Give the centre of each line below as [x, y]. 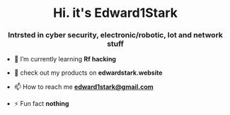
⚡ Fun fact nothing [41, 104]
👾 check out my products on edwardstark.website [88, 73]
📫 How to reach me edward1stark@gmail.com [84, 87]
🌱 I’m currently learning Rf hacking [65, 59]
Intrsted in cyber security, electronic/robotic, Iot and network [115, 35]
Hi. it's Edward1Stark [115, 13]
